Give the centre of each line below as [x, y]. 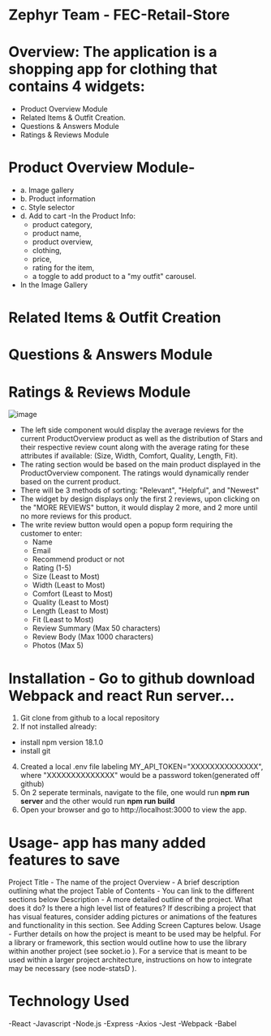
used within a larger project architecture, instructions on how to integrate [130, 960]
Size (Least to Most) [66, 577]
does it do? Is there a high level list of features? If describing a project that [132, 908]
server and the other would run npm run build [97, 802]
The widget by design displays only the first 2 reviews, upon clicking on [140, 499]
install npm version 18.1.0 [62, 742]
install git [35, 751]
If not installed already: [58, 727]
